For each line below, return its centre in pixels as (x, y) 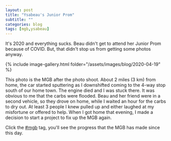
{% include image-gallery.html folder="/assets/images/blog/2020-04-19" (83, 64)
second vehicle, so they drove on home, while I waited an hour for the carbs (86, 101)
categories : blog (24, 24)
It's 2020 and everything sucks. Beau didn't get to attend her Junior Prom (83, 43)
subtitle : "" (19, 19)
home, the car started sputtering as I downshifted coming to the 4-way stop (85, 85)
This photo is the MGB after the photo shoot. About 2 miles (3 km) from (81, 80)
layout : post (19, 10)
